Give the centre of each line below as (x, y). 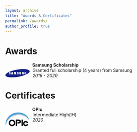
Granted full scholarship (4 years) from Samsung (82, 70)
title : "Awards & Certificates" (38, 16)
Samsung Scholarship (55, 65)
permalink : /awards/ (27, 21)
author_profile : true (28, 26)
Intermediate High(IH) (54, 115)
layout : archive (22, 10)
